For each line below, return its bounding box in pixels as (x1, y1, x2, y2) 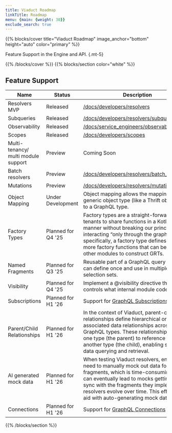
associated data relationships (83, 322, 154, 329)
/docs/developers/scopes (83, 131, 145, 139)
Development (46, 200, 78, 207)
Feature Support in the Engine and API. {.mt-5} (5, 51, 104, 57)
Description (122, 91, 152, 99)
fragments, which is (83, 369, 131, 376)
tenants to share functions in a (83, 218, 156, 225)
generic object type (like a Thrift (83, 197, 160, 204)
